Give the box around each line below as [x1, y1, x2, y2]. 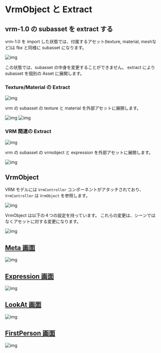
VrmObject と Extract [5, 4, 93, 15]
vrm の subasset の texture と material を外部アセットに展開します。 [5, 105, 142, 111]
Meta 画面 [5, 244, 35, 252]
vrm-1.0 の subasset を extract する [5, 25, 113, 33]
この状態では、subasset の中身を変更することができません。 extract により [5, 65, 155, 70]
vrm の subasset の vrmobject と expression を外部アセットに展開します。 [5, 149, 154, 155]
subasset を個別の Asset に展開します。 [5, 71, 85, 76]
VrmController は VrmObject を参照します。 [5, 193, 90, 199]
